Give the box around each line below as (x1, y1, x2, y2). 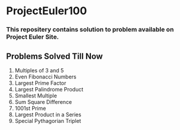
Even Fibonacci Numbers (14, 73, 77, 80)
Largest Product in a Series (14, 111, 81, 118)
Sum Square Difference (14, 98, 72, 105)
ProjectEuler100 (6, 4, 87, 18)
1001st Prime (14, 104, 46, 112)
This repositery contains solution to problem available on (6, 26, 174, 34)
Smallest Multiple (14, 92, 58, 99)
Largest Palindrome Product (14, 85, 84, 93)
